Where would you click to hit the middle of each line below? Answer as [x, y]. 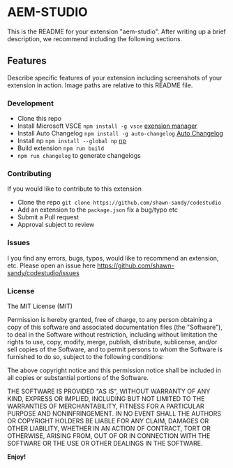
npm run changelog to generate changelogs [79, 156]
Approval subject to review [56, 225]
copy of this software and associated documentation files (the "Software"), [115, 327]
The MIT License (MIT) [40, 306]
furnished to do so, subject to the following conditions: [85, 356]
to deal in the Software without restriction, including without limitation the [112, 334]
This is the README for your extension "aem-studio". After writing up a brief [117, 31]
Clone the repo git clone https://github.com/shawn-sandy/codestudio [119, 203]
